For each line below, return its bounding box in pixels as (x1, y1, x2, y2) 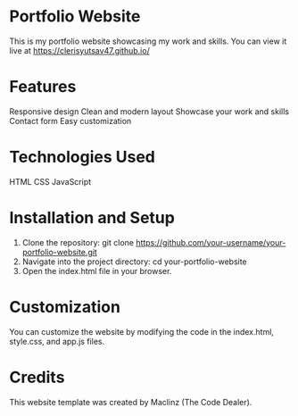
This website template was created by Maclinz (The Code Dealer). (9, 396, 252, 407)
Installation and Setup (9, 208, 176, 228)
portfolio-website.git (21, 246, 98, 257)
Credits (9, 367, 65, 387)
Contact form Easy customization (9, 115, 132, 126)
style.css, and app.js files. (9, 336, 105, 346)
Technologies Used (9, 147, 156, 167)
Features (9, 77, 77, 97)
